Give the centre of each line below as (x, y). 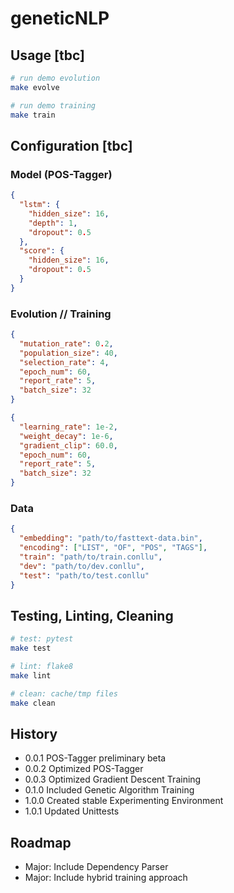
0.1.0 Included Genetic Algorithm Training (109, 790)
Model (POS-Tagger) (61, 174)
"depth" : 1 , (53, 223)
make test (31, 648)
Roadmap (41, 842)
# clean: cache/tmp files (64, 693)
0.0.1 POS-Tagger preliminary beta (95, 758)
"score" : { (42, 251)
